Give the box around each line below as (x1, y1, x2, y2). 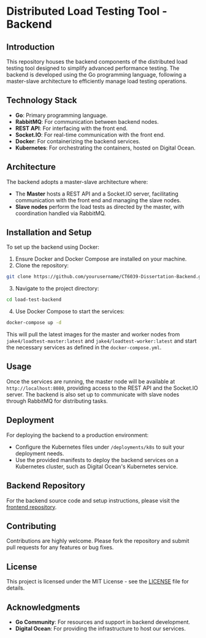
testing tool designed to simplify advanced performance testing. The (6, 64, 180, 72)
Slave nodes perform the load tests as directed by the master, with (15, 203, 185, 210)
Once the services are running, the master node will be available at (6, 378, 175, 385)
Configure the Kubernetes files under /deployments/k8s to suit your (15, 443, 185, 450)
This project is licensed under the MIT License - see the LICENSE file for (6, 578, 189, 585)
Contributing (6, 521, 56, 531)
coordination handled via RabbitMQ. (15, 210, 106, 217)
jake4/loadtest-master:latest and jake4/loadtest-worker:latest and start (6, 337, 197, 344)
